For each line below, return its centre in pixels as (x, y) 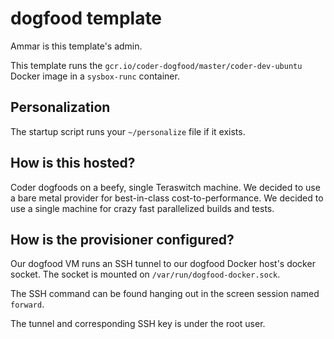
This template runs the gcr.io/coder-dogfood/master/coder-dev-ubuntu (156, 65)
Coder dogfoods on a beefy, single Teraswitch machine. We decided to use (165, 187)
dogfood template (86, 18)
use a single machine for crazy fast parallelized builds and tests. (142, 208)
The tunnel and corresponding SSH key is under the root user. (138, 324)
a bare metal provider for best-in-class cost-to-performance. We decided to (167, 198)
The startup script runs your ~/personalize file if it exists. (128, 131)
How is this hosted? (73, 163)
